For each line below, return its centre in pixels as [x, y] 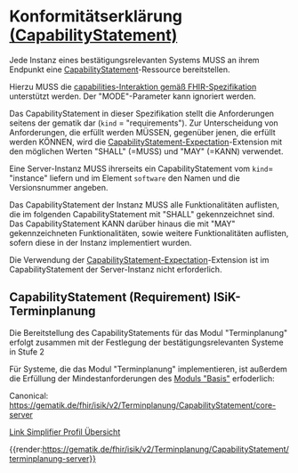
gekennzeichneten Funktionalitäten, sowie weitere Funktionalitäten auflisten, [149, 232]
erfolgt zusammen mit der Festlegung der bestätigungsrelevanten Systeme [146, 342]
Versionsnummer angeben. [59, 187]
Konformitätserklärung [96, 16]
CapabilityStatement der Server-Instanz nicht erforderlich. [116, 269]
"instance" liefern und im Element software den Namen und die [125, 178]
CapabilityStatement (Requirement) [110, 297]
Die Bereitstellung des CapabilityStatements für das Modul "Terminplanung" [148, 332]
